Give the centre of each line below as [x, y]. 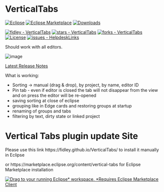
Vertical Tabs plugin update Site [72, 136]
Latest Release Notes [27, 66]
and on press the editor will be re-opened [54, 95]
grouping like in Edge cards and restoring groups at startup [72, 106]
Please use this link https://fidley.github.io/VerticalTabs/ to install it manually [82, 150]
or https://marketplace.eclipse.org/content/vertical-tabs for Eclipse [73, 164]
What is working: [22, 75]
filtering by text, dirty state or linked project [56, 116]
